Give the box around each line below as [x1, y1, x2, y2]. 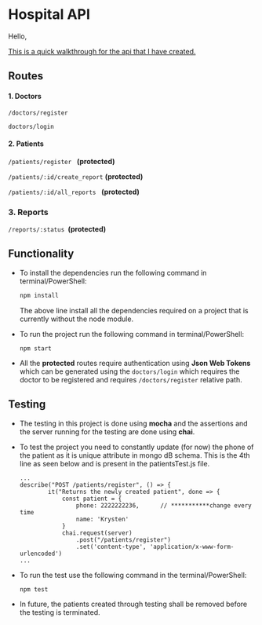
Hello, [8, 31, 27, 41]
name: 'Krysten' [75, 515, 129, 523]
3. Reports [8, 207, 49, 217]
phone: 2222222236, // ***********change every [75, 501, 253, 510]
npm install [19, 291, 59, 299]
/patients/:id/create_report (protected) [8, 171, 144, 181]
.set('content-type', [75, 543, 147, 550]
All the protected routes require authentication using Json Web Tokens [19, 358, 251, 367]
